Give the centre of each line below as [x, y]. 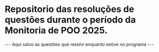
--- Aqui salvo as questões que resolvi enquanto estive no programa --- [79, 44]
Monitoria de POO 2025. [56, 30]
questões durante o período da [70, 20]
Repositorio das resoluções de [69, 9]
